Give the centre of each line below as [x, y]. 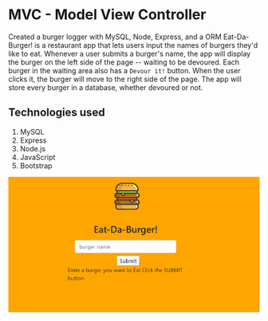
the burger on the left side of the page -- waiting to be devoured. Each [124, 62]
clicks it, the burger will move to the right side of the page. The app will [125, 79]
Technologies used [57, 113]
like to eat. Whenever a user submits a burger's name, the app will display [130, 53]
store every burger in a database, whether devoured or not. [106, 87]
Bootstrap [36, 166]
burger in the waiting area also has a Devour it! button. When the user [124, 70]
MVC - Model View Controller [107, 15]
